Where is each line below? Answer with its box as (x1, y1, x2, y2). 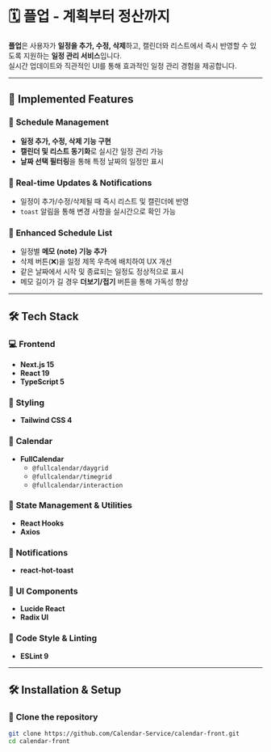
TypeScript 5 (19, 377, 65, 387)
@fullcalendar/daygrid (31, 464, 109, 472)
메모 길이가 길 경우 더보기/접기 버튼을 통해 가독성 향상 (19, 277, 189, 287)
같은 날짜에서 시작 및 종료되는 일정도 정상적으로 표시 (19, 267, 184, 277)
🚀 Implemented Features (8, 92, 134, 106)
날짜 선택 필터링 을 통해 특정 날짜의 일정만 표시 (19, 156, 164, 166)
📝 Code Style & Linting (8, 632, 98, 644)
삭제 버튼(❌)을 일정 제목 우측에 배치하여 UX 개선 (19, 256, 173, 267)
